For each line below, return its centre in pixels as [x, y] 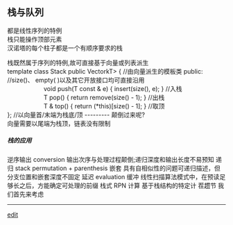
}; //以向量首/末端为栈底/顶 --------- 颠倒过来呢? [76, 115]
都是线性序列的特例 [35, 31]
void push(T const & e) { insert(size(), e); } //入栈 [113, 88]
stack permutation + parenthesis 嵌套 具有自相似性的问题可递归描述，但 [118, 168]
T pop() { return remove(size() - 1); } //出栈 [104, 97]
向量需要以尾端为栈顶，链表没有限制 [59, 123]
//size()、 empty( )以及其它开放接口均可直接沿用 [76, 80]
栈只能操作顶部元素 [35, 39]
